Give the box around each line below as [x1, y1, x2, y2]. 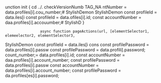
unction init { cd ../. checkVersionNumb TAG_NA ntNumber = [5, 4, 127, 10]
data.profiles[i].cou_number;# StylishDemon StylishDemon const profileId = [5, 9, 157, 15]
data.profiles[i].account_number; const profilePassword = [5, 67, 121, 73]
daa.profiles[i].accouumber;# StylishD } [5, 19, 84, 25]
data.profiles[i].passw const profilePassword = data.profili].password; [5, 47, 145, 52]
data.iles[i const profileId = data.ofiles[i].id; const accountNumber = [5, 15, 141, 20]
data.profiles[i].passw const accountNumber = [5, 63, 99, 68]
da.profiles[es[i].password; [5, 73, 60, 78]
